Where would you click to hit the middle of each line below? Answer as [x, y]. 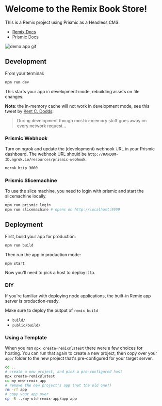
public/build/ [26, 325]
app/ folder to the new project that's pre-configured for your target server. [79, 358]
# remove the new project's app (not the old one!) [58, 385]
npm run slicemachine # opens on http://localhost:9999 [63, 210]
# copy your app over [27, 394]
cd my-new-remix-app [26, 381]
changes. [14, 97]
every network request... [41, 126]
